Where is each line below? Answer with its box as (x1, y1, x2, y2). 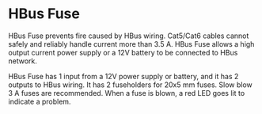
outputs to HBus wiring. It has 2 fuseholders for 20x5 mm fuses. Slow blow (8, 80, 253, 89)
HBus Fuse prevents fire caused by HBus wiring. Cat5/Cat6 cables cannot (8, 31, 249, 40)
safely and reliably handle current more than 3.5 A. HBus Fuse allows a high (8, 39, 255, 48)
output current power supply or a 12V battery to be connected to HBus (8, 47, 238, 57)
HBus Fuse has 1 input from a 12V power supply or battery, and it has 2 (8, 71, 239, 81)
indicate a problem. (8, 97, 71, 106)
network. (8, 56, 38, 66)
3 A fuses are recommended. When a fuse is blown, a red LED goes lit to (8, 88, 245, 97)
